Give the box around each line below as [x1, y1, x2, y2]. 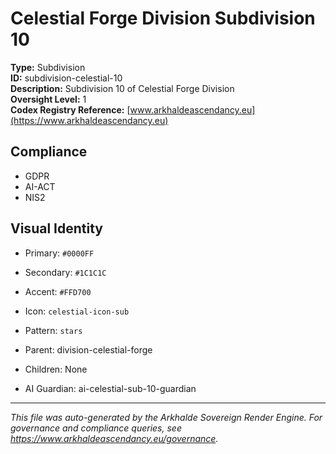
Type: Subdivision [10, 61, 86, 73]
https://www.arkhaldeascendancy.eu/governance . [10, 432, 219, 444]
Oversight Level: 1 [10, 93, 87, 105]
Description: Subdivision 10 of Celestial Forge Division [10, 82, 235, 94]
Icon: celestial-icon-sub [24, 305, 130, 317]
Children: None [24, 363, 88, 375]
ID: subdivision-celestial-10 [10, 72, 123, 84]
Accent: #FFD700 [24, 285, 92, 297]
